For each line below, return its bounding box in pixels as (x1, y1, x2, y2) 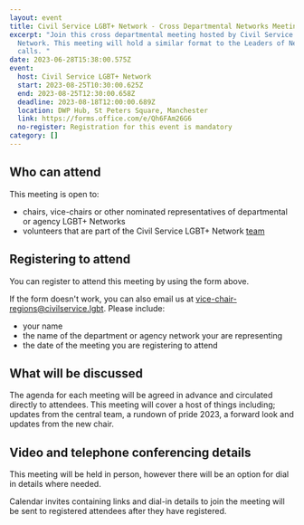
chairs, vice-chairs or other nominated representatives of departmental (22, 205, 288, 217)
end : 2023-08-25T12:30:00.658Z (17, 89, 136, 98)
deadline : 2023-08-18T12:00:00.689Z (17, 97, 156, 107)
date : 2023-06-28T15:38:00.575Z (9, 55, 131, 64)
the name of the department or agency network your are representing (22, 329, 283, 340)
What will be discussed (9, 366, 143, 381)
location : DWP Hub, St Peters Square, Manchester (17, 106, 208, 115)
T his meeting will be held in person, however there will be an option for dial (9, 469, 290, 480)
